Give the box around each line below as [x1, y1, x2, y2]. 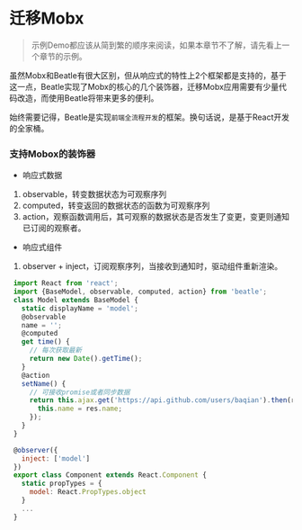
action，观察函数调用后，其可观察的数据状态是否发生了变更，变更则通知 [22, 211, 290, 222]
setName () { [21, 379, 67, 388]
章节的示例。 [39, 50, 87, 61]
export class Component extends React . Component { [13, 471, 207, 480]
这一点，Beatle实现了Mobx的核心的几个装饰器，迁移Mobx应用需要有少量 [9, 81, 280, 92]
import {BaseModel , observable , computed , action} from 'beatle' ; [13, 287, 268, 297]
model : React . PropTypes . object [29, 488, 147, 497]
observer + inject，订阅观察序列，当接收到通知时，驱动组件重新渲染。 [22, 261, 283, 272]
